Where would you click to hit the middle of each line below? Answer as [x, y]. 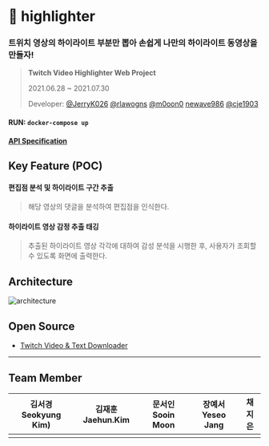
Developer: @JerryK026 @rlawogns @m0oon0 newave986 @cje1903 [143, 104]
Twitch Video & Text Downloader [74, 346]
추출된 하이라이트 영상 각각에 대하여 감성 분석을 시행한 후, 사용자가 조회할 [142, 246]
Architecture [41, 281]
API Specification [38, 140]
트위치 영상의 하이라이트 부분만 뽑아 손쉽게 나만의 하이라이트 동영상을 [133, 43]
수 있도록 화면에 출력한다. [68, 256]
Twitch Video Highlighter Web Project [92, 73]
